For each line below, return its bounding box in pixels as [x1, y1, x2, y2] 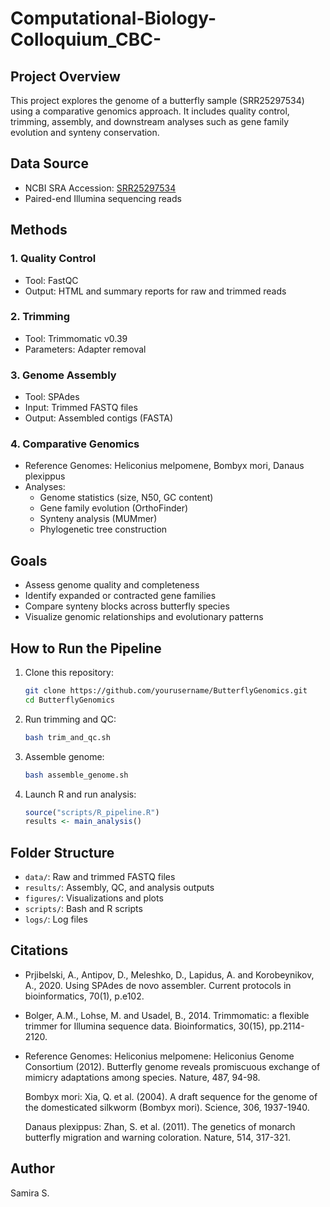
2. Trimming [10, 310, 71, 324]
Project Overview [10, 68, 121, 85]
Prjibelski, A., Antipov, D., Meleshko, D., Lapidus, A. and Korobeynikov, [24, 968, 315, 981]
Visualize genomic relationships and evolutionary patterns [24, 611, 264, 623]
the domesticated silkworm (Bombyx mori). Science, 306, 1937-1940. [24, 1101, 310, 1113]
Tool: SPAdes [24, 391, 80, 403]
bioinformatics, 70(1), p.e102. [24, 990, 145, 1002]
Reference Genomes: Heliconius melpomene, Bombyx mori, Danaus [24, 460, 305, 472]
